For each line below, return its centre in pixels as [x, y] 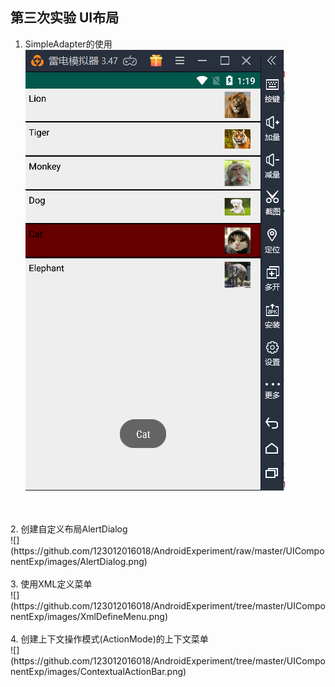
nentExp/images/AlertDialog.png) [79, 561]
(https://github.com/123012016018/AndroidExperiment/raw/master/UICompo [167, 550]
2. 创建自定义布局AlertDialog [69, 529]
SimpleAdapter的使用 [68, 44]
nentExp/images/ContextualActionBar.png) [98, 671]
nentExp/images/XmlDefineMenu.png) [89, 616]
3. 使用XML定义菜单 [51, 584]
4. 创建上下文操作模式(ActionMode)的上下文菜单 [109, 639]
